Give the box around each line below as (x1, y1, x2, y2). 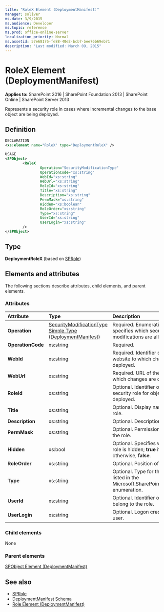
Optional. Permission (112, 425, 160, 432)
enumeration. (112, 486, 143, 493)
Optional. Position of (112, 460, 159, 467)
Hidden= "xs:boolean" (40, 202, 82, 207)
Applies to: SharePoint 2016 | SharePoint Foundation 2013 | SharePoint (5, 91, 148, 97)
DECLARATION (5, 138, 29, 143)
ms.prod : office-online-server (5, 30, 69, 35)
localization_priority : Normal (5, 35, 69, 40)
